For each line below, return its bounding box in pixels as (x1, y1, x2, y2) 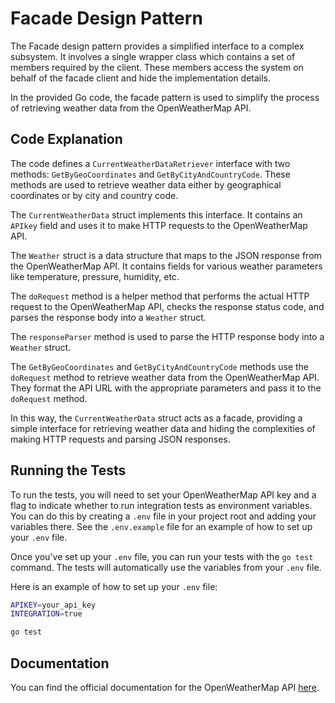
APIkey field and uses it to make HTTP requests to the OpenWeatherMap (10, 219, 308, 231)
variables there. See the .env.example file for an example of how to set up (10, 520, 313, 532)
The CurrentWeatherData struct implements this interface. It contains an (10, 208, 303, 221)
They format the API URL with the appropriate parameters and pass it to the (10, 382, 322, 394)
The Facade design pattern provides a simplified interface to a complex (10, 40, 305, 52)
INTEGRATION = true (10, 609, 83, 619)
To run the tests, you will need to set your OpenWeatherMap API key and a (10, 488, 317, 501)
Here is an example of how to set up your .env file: (10, 580, 218, 592)
